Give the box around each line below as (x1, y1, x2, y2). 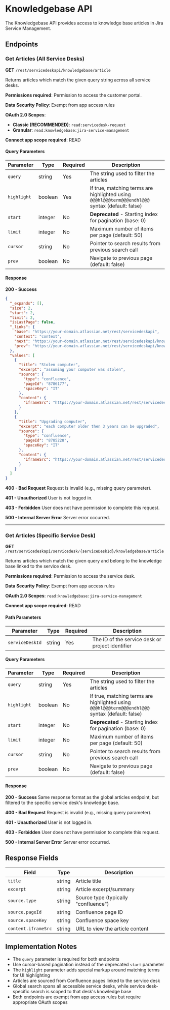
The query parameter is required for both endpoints (12, 956, 120, 962)
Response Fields (5, 854, 59, 863)
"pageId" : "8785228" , (23, 438, 69, 443)
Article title (75, 877, 101, 884)
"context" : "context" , (14, 334, 62, 339)
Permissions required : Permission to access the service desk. (5, 573, 136, 579)
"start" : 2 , (10, 310, 35, 315)
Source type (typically (75, 894, 128, 901)
